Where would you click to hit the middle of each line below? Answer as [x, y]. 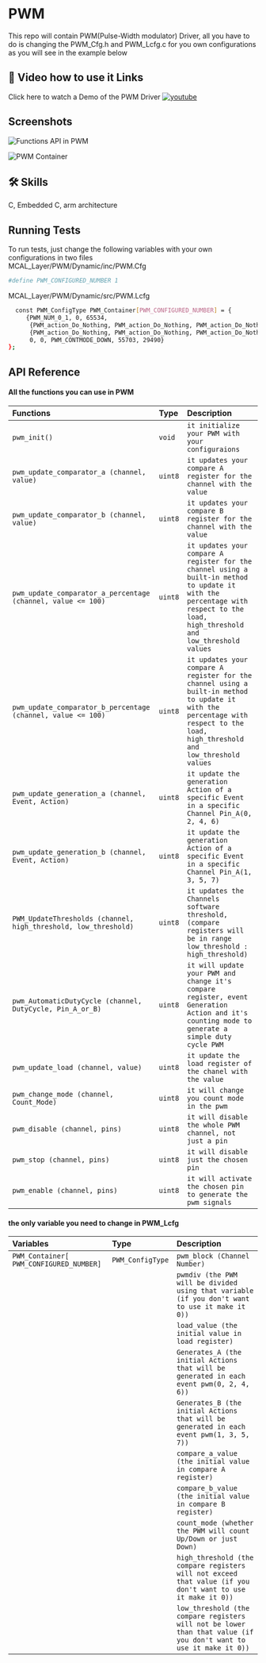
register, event [217, 997]
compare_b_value [207, 1488]
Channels [203, 899]
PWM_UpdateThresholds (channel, [73, 918]
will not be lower [211, 1625]
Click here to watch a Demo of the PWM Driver [84, 97]
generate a [207, 1028]
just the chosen [217, 1159]
